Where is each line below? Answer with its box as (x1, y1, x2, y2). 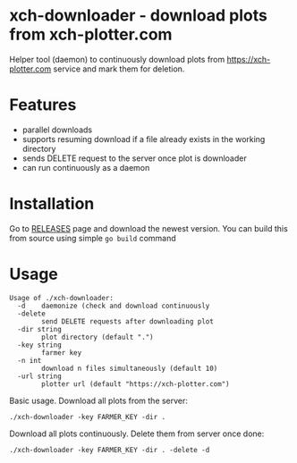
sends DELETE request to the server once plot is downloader (21, 153, 248, 164)
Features (9, 95, 77, 115)
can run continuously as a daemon (21, 162, 150, 173)
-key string (17, 341, 63, 349)
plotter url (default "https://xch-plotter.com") (41, 379, 230, 389)
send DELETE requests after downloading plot (41, 316, 215, 326)
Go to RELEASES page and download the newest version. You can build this (9, 223, 288, 233)
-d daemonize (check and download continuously (17, 301, 210, 310)
